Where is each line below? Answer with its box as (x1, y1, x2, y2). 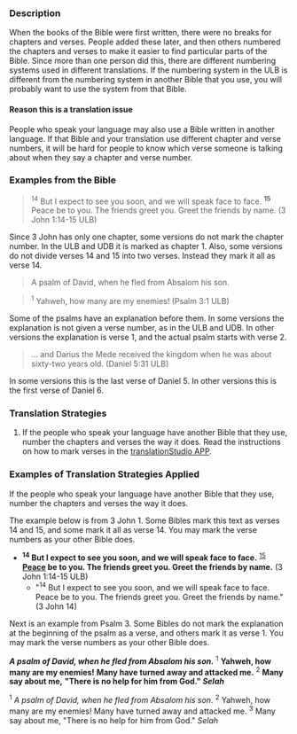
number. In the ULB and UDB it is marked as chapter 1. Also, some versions (9, 241, 284, 252)
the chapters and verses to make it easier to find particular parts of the (9, 46, 268, 57)
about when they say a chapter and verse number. (9, 152, 193, 162)
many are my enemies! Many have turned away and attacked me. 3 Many (9, 704, 277, 716)
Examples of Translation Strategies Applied (9, 468, 200, 480)
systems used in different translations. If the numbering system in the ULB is (9, 65, 288, 75)
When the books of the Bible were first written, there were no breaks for (9, 27, 272, 38)
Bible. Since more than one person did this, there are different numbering (9, 56, 277, 66)
